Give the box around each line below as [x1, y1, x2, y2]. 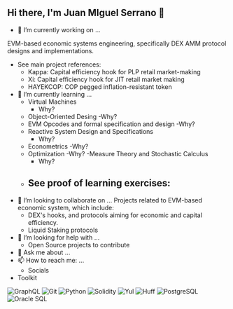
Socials [27, 266, 50, 274]
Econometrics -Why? [27, 142, 89, 151]
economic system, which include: [17, 203, 114, 212]
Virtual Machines [27, 97, 77, 106]
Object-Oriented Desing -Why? [27, 112, 118, 121]
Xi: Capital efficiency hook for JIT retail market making [27, 75, 185, 83]
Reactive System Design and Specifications [27, 127, 154, 135]
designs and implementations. [7, 46, 94, 55]
